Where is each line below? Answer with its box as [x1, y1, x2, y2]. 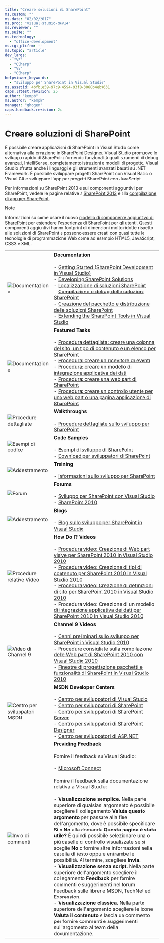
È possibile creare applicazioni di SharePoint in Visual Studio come [5, 144, 139, 150]
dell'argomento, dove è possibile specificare [53, 820, 155, 827]
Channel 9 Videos [53, 621, 96, 628]
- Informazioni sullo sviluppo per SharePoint [53, 472, 155, 479]
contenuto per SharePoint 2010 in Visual [53, 570, 147, 577]
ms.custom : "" [5, 12, 34, 17]
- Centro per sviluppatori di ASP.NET [53, 732, 139, 739]
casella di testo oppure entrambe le [53, 851, 135, 857]
